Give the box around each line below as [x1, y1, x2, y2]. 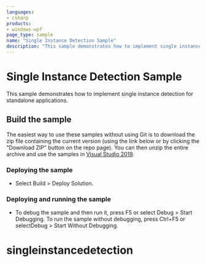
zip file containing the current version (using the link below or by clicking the [6, 137, 200, 144]
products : [6, 20, 32, 26]
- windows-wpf [6, 26, 43, 33]
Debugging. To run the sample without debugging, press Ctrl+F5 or [15, 216, 186, 223]
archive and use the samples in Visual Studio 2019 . [6, 150, 135, 157]
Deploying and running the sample [6, 195, 112, 203]
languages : [6, 9, 34, 15]
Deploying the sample [6, 165, 73, 174]
